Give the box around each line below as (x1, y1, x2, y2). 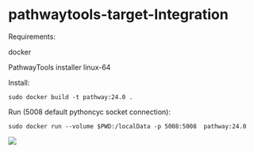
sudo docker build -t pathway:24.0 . (8, 93, 133, 101)
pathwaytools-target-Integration (8, 6, 229, 24)
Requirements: (8, 32, 56, 41)
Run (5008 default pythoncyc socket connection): (8, 107, 171, 117)
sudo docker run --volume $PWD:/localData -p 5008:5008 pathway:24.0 (8, 122, 247, 130)
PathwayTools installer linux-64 (8, 62, 111, 72)
